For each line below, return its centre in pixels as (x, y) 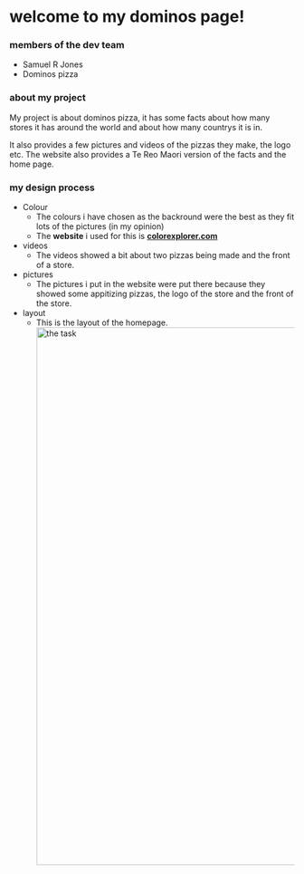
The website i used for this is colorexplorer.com (127, 236)
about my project (47, 98)
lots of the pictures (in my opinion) (100, 226)
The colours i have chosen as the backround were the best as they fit (165, 217)
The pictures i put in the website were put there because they (151, 284)
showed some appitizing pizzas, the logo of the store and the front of (165, 294)
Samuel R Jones (52, 64)
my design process (52, 187)
